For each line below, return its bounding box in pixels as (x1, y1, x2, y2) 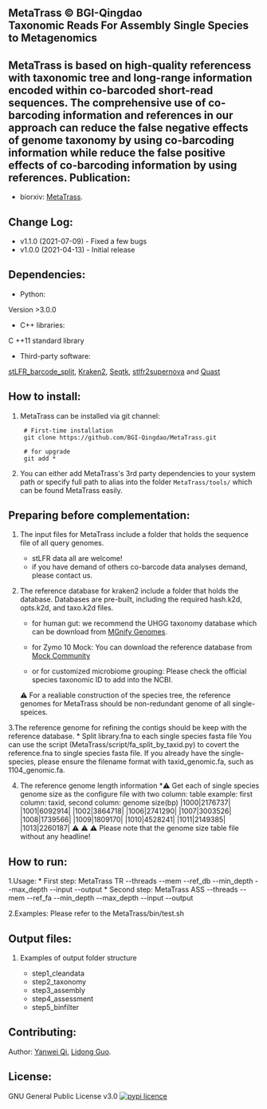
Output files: (8, 932, 73, 945)
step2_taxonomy (31, 977, 86, 987)
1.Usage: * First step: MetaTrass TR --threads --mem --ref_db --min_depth (8, 876, 253, 886)
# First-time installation (23, 427, 113, 435)
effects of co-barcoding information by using (8, 158, 238, 172)
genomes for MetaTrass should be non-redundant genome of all (19, 699, 231, 709)
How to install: (8, 390, 81, 403)
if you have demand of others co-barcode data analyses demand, (31, 562, 248, 572)
